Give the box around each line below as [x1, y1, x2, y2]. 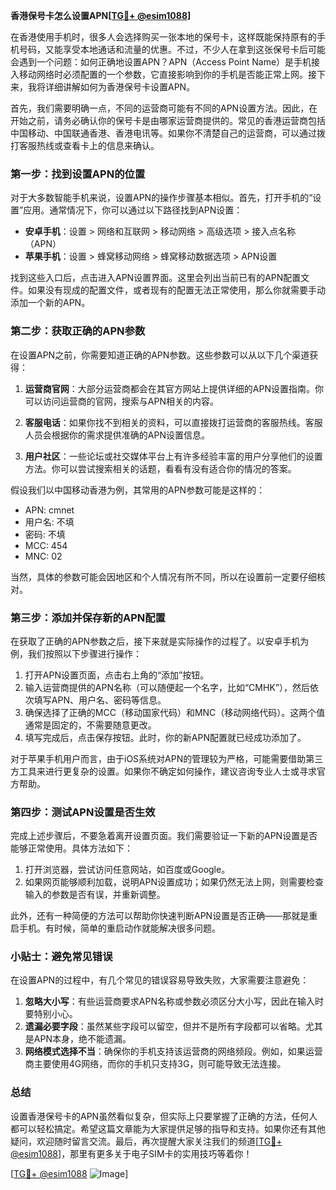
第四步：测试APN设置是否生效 [10, 805, 156, 819]
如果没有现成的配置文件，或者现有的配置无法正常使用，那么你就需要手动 [27, 284, 326, 296]
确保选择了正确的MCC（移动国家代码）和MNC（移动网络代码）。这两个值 [24, 706, 326, 718]
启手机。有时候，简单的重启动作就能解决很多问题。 [10, 922, 221, 934]
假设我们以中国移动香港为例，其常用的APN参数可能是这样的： [10, 484, 266, 496]
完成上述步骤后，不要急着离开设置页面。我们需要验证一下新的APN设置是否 [10, 830, 318, 842]
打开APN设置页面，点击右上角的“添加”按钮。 [24, 669, 210, 681]
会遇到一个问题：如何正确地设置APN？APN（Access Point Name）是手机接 [10, 56, 321, 68]
